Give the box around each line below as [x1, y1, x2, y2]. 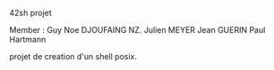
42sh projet [9, 8, 52, 18]
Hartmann [9, 35, 47, 44]
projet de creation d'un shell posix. [9, 51, 137, 61]
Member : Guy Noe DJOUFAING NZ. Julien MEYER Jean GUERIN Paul [9, 25, 266, 35]
